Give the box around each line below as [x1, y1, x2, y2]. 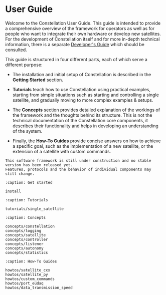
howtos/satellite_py [5, 272, 49, 277]
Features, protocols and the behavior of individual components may [5, 167, 151, 172]
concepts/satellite [5, 232, 46, 237]
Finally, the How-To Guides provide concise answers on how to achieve [12, 138, 161, 144]
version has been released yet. [5, 162, 73, 167]
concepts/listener [5, 241, 44, 246]
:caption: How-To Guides [5, 259, 57, 264]
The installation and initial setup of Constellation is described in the [12, 71, 151, 77]
